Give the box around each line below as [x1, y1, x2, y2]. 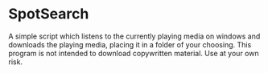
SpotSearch [8, 5, 89, 23]
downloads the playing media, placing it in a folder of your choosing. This [8, 39, 252, 49]
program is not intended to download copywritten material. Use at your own [8, 48, 259, 58]
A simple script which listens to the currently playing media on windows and [8, 31, 261, 41]
